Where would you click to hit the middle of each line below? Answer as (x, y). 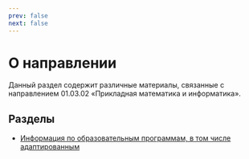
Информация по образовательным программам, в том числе (125, 138)
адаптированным (50, 147)
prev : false (28, 16)
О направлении (63, 63)
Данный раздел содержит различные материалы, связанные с (116, 85)
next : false (28, 23)
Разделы (32, 118)
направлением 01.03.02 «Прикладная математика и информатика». (124, 94)
